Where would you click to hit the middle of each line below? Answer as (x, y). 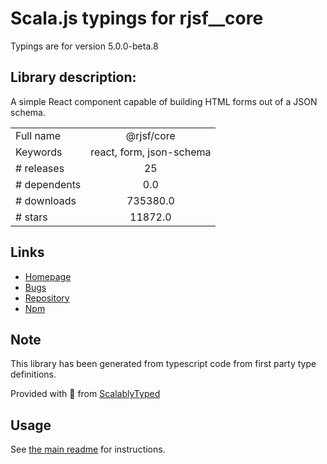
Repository (47, 298)
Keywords (39, 152)
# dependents (48, 184)
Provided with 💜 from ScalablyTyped (85, 394)
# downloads (46, 200)
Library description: (73, 77)
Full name (38, 135)
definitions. (33, 374)
